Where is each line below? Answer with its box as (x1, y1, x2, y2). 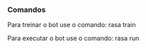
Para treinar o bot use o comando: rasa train (7, 21, 136, 29)
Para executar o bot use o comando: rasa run (7, 34, 140, 42)
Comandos (7, 5, 46, 15)
